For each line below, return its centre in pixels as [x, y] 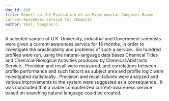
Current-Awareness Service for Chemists [49, 19]
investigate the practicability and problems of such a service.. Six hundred [83, 49]
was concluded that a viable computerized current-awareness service [79, 88]
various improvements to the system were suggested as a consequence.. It [84, 82]
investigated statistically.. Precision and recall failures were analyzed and [82, 77]
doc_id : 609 [18, 10]
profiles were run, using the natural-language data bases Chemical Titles [82, 55]
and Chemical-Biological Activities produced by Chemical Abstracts [76, 60]
